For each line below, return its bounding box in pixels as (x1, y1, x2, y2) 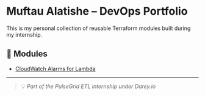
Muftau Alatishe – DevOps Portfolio (6, 4, 188, 18)
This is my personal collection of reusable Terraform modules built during (6, 24, 191, 32)
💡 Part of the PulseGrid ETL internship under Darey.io (21, 83, 156, 90)
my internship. (6, 31, 43, 38)
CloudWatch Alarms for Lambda (15, 65, 96, 72)
